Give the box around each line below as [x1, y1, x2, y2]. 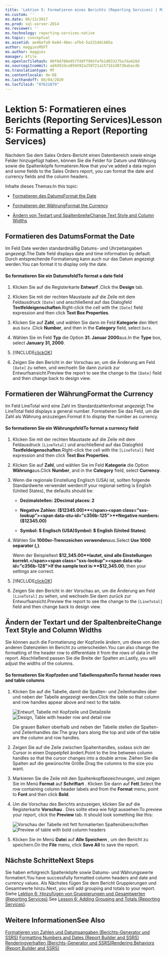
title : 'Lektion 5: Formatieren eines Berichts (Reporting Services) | [5, 7, 157, 13]
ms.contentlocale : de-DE [5, 73, 57, 78]
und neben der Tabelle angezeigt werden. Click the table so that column [12, 694, 160, 700]
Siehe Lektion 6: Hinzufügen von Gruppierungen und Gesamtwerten [5, 891, 145, 897]
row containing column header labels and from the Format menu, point [12, 786, 158, 792]
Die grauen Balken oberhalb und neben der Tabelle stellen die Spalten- [12, 724, 159, 730]
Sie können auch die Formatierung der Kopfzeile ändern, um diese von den [5, 639, 160, 645]
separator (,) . [12, 542, 41, 548]
